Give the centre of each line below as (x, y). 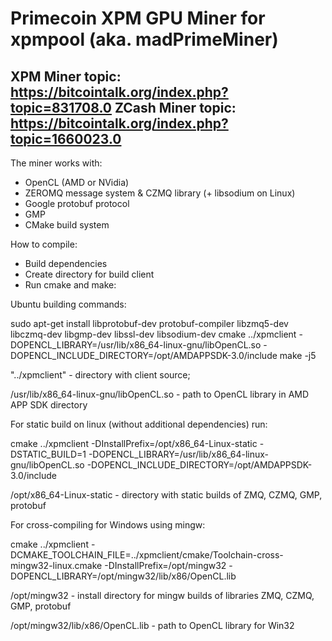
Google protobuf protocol (77, 203)
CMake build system (67, 225)
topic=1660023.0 (66, 138)
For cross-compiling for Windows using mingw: (108, 525)
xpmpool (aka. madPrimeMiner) (144, 39)
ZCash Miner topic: (175, 107)
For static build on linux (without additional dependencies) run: (139, 424)
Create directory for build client (89, 274)
